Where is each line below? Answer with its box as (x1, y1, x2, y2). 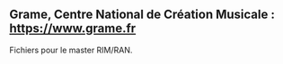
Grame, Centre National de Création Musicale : (9, 7, 276, 22)
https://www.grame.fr (9, 21, 137, 36)
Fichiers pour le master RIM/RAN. (9, 44, 133, 55)
